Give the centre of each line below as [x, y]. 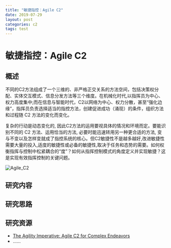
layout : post [19, 19]
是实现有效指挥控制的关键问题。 [39, 158]
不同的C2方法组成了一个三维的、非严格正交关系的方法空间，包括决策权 [80, 89]
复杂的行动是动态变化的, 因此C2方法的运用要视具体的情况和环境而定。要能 [83, 126]
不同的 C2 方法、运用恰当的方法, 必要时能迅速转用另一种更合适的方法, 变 [86, 132]
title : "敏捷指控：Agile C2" [34, 10]
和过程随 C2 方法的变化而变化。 [39, 115]
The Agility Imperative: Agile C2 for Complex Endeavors [71, 236]
